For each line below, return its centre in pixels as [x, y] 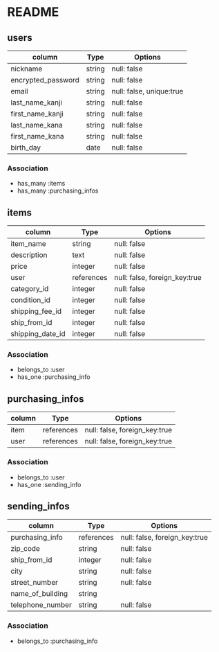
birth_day [26, 148]
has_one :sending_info [49, 484]
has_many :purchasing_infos [58, 191]
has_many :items [41, 184]
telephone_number [41, 605]
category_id [30, 289]
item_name [28, 244]
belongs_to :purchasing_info [57, 641]
